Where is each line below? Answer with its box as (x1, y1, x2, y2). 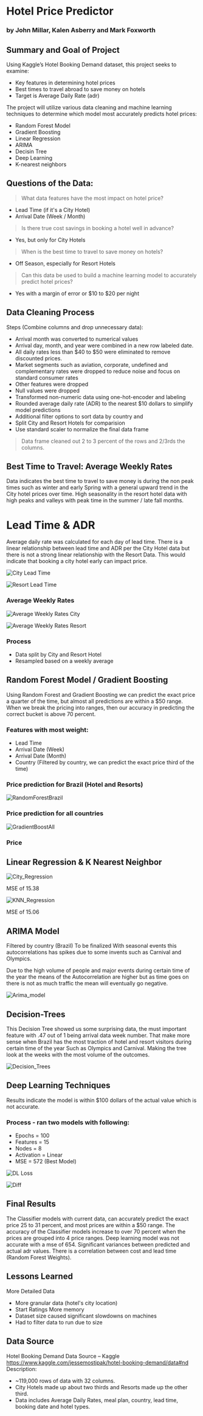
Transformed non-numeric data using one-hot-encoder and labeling (15, 393, 186, 400)
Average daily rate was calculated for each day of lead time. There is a (6, 538, 183, 546)
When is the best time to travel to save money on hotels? (21, 248, 163, 255)
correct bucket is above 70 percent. (6, 710, 96, 717)
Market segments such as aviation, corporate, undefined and (15, 361, 168, 368)
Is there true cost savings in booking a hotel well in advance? (21, 224, 174, 231)
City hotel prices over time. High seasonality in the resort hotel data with (6, 490, 187, 498)
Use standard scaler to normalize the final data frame (15, 425, 149, 433)
